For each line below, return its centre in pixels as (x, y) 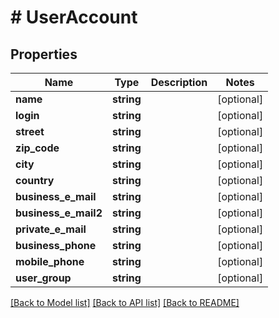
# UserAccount (74, 17)
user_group (43, 278)
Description (179, 82)
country (35, 180)
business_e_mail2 (59, 213)
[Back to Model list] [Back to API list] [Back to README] (125, 302)
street (30, 131)
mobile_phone (50, 261)
